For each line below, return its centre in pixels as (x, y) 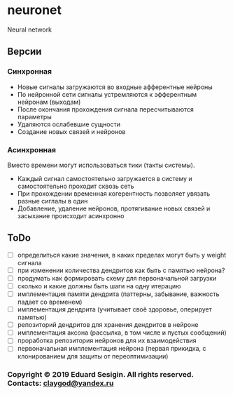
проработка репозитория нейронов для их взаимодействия (107, 341)
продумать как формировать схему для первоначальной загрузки (117, 278)
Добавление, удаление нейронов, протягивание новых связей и (114, 208)
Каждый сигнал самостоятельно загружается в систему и (105, 178)
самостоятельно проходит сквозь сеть (76, 186)
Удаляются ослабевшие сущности (69, 124)
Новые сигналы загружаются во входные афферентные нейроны (115, 87)
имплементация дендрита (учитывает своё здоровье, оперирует (114, 309)
